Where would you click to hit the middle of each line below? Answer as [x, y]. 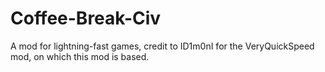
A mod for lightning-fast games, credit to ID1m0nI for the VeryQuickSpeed [162, 46]
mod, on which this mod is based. [80, 56]
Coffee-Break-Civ [86, 18]
